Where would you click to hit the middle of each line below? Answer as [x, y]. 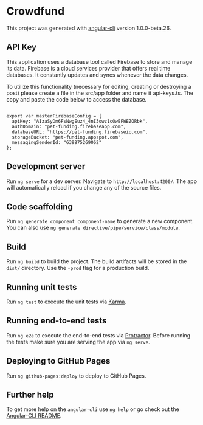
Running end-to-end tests [57, 321]
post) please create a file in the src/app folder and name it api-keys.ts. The [100, 93]
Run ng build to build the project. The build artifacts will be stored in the [97, 261]
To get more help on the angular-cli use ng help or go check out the [93, 409]
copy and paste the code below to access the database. [77, 99]
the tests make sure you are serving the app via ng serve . [78, 342]
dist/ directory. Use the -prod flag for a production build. [78, 268]
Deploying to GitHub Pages [58, 361]
